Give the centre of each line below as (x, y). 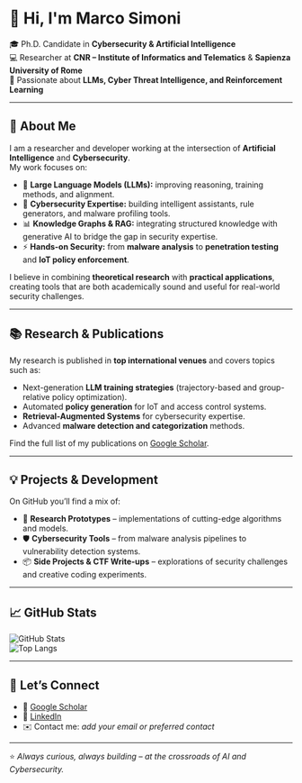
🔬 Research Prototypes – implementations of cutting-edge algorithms (152, 519)
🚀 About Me (43, 127)
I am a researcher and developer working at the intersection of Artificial (142, 148)
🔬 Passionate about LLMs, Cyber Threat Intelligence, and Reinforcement (146, 79)
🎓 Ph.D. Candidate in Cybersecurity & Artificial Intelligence (123, 43)
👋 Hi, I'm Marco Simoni (95, 18)
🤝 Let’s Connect (54, 685)
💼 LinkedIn (42, 716)
